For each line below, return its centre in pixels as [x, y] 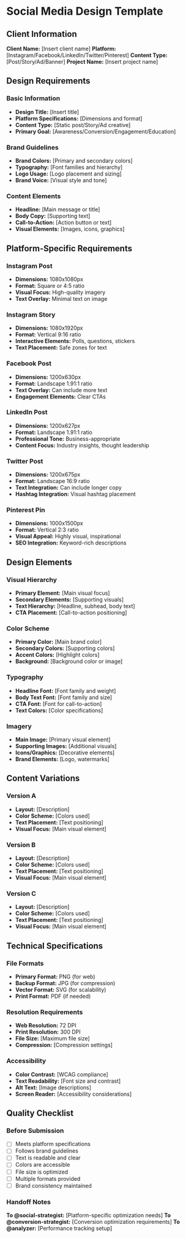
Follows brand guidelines [46, 1151]
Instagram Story [31, 314]
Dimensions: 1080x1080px [49, 279]
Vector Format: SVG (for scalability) [61, 990]
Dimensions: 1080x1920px [49, 328]
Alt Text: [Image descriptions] [53, 1087]
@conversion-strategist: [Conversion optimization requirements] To [93, 1222]
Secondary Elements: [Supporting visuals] [69, 600]
